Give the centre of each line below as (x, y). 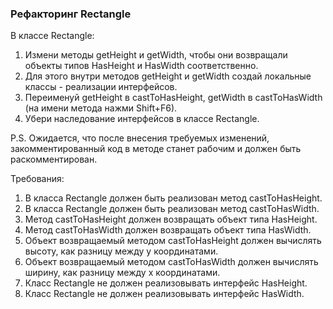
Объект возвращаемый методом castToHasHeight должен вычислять (173, 241)
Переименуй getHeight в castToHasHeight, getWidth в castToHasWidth (173, 98)
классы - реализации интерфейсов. (101, 87)
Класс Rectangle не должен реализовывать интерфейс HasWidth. (164, 294)
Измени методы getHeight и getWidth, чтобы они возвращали (156, 55)
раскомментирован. (54, 159)
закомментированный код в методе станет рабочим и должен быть (156, 149)
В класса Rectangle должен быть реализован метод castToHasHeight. (173, 198)
